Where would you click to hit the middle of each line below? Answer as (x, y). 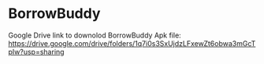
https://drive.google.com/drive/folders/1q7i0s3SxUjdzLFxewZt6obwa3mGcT (132, 43)
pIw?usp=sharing (36, 52)
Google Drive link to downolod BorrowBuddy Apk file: (95, 35)
